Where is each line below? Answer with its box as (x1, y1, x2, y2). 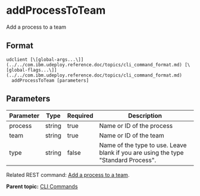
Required (67, 111, 93, 120)
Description (127, 111, 162, 120)
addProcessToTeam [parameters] (11, 77, 89, 84)
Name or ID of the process (99, 121, 173, 130)
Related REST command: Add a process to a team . (6, 171, 130, 178)
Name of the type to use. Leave (99, 141, 187, 149)
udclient (6, 56, 28, 63)
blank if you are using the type (99, 148, 184, 157)
